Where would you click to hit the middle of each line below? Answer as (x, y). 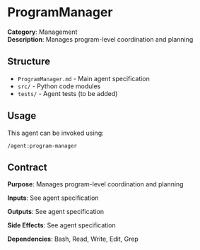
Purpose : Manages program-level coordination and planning (95, 184)
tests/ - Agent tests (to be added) (67, 93)
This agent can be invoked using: (55, 133)
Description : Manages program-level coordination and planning (100, 39)
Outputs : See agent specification (56, 212)
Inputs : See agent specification (53, 198)
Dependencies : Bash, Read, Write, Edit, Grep (73, 239)
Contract (27, 167)
